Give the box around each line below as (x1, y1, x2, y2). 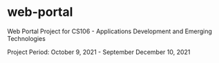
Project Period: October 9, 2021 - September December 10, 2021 (7, 48, 191, 56)
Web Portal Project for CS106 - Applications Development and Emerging (7, 27, 213, 35)
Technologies (7, 34, 46, 42)
